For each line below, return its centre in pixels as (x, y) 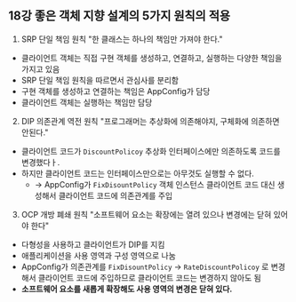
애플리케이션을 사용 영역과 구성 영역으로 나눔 (99, 255)
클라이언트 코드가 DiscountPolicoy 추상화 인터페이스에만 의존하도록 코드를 (151, 151)
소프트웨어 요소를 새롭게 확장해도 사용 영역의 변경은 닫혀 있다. (127, 289)
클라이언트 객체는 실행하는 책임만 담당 (87, 102)
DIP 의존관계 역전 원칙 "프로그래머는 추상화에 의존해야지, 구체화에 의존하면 (150, 121)
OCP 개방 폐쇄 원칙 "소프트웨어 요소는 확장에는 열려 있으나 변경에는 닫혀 (146, 214)
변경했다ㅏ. (40, 162)
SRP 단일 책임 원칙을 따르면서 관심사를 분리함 (100, 80)
